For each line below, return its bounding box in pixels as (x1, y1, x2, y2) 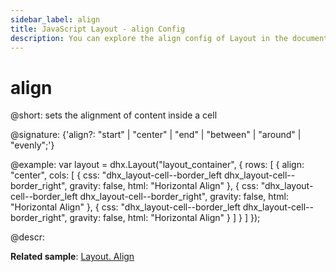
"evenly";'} (10, 139, 55, 151)
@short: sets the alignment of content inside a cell (10, 109, 218, 121)
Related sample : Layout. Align (10, 251, 135, 263)
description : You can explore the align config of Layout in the (10, 33, 288, 43)
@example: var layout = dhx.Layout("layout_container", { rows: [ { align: (10, 159, 305, 171)
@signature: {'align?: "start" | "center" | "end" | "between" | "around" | (10, 129, 302, 141)
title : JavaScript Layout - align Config (10, 24, 186, 34)
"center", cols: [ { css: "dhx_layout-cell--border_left (10, 169, 223, 181)
